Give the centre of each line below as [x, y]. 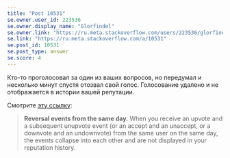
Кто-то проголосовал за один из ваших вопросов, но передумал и [104, 77]
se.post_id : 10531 [33, 45]
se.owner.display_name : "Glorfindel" [61, 26]
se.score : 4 [24, 58]
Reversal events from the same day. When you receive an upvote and [123, 118]
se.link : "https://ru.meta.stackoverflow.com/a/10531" [87, 39]
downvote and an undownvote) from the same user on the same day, [121, 133]
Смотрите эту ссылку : [40, 105]
